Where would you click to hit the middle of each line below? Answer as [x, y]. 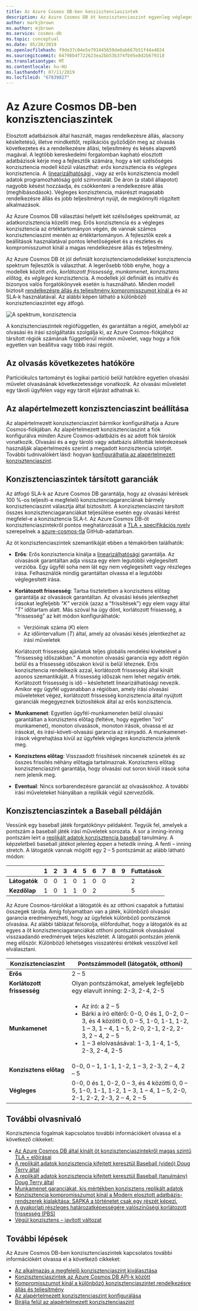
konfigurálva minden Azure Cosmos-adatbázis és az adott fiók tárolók [91, 436]
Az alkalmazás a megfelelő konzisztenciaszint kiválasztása [86, 1270]
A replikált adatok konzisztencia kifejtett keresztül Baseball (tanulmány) [101, 1176]
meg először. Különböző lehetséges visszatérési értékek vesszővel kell [92, 943]
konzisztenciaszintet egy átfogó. [46, 303]
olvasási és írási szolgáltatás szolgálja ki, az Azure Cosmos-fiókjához [90, 332]
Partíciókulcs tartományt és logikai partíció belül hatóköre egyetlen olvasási [98, 377]
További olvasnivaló [44, 1119]
